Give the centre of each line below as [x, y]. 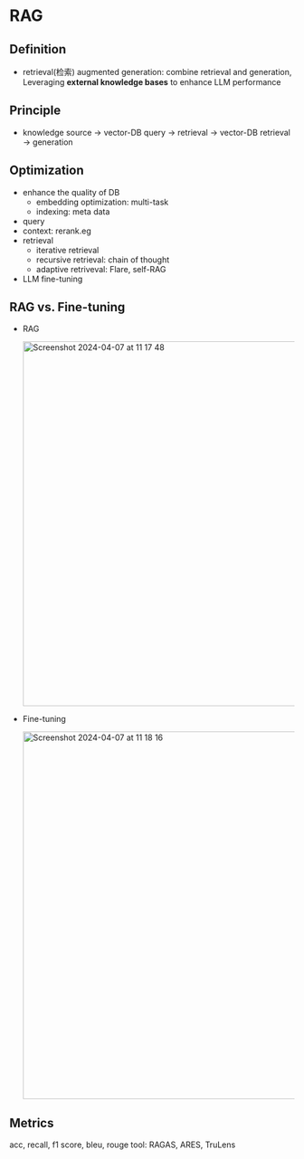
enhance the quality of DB [71, 192]
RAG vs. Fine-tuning [67, 307]
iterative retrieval [67, 250]
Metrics [32, 1123]
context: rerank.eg [57, 231]
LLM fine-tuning [52, 279]
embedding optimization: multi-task [102, 202]
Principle [35, 111]
